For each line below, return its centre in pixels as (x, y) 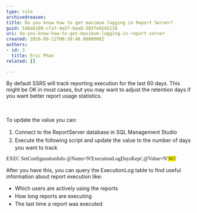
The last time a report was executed (59, 204)
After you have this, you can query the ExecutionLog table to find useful (94, 170)
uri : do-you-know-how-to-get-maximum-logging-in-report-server (86, 34)
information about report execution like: (54, 177)
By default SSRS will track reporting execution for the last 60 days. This (93, 83)
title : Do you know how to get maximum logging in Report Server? (90, 22)
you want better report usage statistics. (54, 96)
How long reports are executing (53, 196)
